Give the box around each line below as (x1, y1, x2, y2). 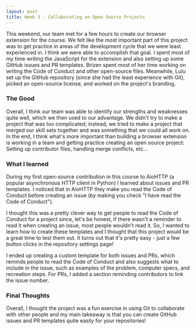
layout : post (6, 8, 38, 15)
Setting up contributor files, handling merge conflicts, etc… (6, 145, 148, 152)
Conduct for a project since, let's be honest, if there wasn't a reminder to (6, 216, 182, 223)
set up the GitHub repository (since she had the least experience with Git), (6, 74, 185, 81)
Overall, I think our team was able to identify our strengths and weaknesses (6, 108, 188, 115)
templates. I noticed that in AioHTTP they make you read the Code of (6, 186, 173, 193)
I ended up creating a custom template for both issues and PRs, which (6, 252, 176, 259)
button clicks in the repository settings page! (6, 241, 114, 248)
